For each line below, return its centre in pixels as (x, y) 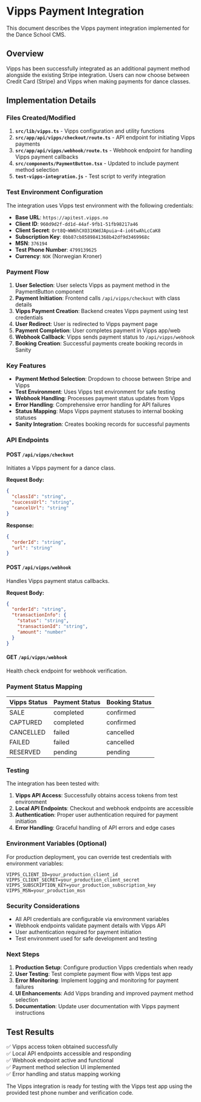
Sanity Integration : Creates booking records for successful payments (102, 424)
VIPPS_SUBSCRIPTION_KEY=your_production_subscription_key (81, 885)
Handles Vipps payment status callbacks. (58, 581)
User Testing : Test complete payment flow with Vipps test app (93, 974)
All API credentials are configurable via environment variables (92, 919)
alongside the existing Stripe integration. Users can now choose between (98, 75)
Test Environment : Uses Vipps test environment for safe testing (95, 392)
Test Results (30, 1032)
